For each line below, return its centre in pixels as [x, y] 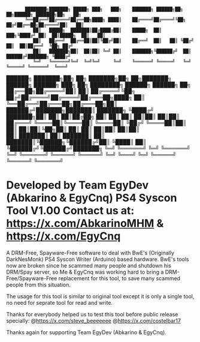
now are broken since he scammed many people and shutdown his [89, 265]
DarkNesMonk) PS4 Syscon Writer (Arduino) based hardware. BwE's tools [98, 259]
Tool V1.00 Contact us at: [70, 211]
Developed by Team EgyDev [78, 185]
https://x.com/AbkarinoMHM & [85, 223]
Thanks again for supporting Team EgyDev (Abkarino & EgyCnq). [86, 332]
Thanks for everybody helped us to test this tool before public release [92, 314]
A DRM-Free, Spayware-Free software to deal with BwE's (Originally [90, 253]
